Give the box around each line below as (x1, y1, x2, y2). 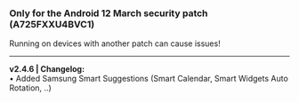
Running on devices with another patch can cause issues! (9, 38, 221, 49)
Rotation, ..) (9, 82, 52, 93)
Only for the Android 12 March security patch (9, 7, 208, 20)
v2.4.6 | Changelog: (9, 64, 85, 75)
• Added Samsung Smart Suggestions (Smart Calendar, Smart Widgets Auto (9, 74, 289, 84)
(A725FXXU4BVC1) (9, 18, 95, 30)
